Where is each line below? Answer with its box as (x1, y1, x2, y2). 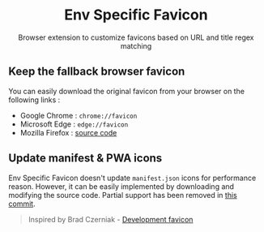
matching (120, 41, 152, 50)
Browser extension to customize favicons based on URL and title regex (18, 32, 254, 42)
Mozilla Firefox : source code (19, 127, 117, 137)
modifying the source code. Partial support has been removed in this (8, 190, 237, 200)
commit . (8, 199, 36, 208)
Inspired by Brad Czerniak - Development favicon (28, 214, 194, 224)
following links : (8, 95, 61, 105)
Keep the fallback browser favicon (8, 65, 185, 79)
